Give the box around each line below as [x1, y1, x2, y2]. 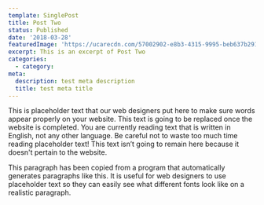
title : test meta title [15, 84, 93, 93]
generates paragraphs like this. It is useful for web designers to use [8, 171, 226, 181]
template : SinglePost [8, 11, 79, 20]
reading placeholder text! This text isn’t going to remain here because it [8, 139, 240, 149]
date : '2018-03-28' [8, 33, 72, 42]
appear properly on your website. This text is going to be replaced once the [8, 115, 253, 124]
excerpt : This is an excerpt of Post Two [8, 48, 146, 56]
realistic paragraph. [8, 188, 71, 197]
